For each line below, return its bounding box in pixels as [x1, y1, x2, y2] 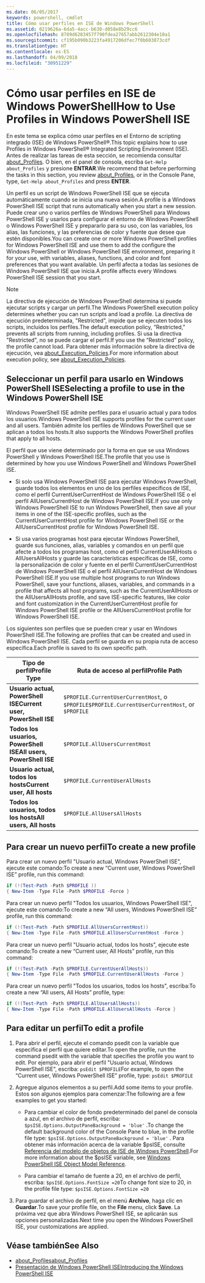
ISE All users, [9, 748, 47, 756]
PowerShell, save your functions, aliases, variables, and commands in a [15, 580, 195, 588]
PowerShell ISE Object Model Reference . [24, 1160, 127, 1168]
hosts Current [9, 781, 49, 789]
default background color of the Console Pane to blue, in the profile [24, 1127, 194, 1135]
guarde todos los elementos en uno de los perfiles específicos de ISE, [15, 485, 191, 492]
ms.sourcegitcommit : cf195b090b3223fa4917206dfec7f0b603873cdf [6, 37, 171, 43]
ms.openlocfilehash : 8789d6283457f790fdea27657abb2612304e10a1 [6, 32, 171, 38]
